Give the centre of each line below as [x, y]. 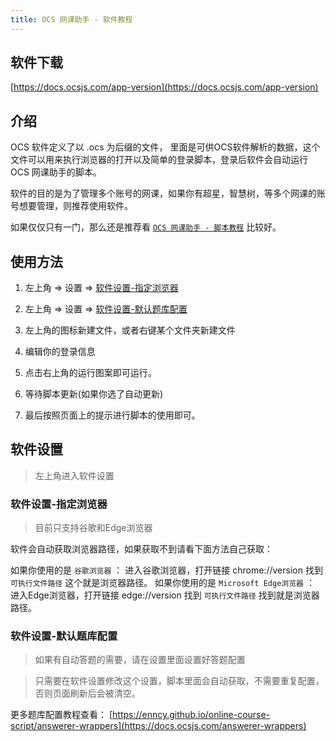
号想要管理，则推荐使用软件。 [71, 206]
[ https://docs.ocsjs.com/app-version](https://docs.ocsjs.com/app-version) [164, 87]
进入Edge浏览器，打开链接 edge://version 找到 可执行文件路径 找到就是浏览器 [165, 595]
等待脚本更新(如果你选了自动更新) [94, 394]
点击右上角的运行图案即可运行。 [90, 373]
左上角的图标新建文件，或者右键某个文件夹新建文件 [130, 330]
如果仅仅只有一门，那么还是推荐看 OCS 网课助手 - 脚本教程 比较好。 [146, 227]
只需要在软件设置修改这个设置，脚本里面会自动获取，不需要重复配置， [179, 681]
